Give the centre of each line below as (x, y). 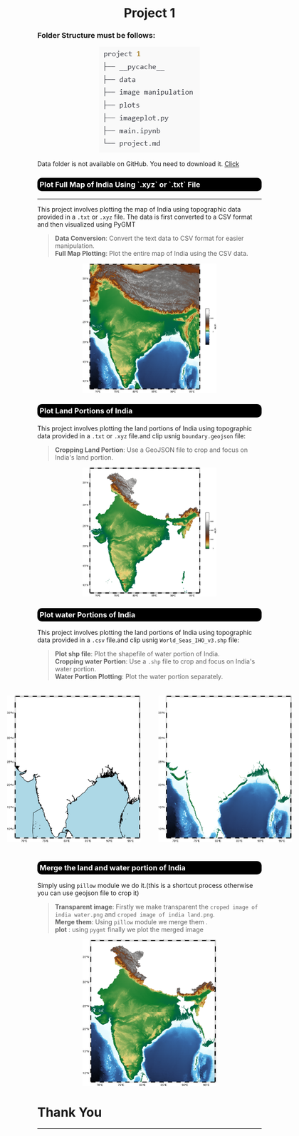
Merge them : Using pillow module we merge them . (131, 922)
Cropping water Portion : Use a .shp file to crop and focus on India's (155, 661)
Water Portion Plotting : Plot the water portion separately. (139, 677)
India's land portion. (84, 458)
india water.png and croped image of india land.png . (135, 914)
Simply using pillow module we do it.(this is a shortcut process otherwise (145, 886)
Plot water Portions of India (88, 615)
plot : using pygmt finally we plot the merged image (129, 930)
